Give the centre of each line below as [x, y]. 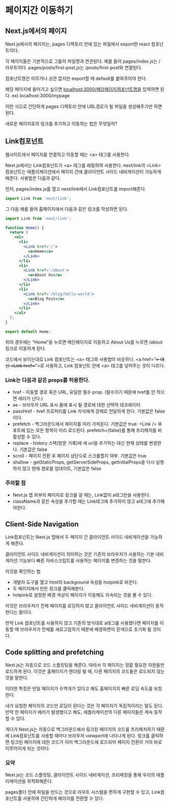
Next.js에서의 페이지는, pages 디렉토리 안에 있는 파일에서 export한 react [78, 44]
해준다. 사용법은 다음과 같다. [33, 178]
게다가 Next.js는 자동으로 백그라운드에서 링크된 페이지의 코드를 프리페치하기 [80, 730]
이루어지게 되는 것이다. [28, 748]
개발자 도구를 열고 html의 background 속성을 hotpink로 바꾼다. [75, 582]
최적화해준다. [40, 781]
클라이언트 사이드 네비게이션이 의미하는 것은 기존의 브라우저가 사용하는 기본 [80, 554]
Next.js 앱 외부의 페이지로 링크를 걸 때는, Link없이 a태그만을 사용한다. [81, 495]
